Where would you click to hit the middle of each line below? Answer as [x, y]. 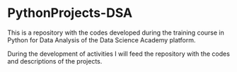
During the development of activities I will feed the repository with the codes [118, 54]
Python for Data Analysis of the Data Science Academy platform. [102, 40]
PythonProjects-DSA [70, 13]
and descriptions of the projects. [55, 61]
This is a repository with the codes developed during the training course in [116, 32]
